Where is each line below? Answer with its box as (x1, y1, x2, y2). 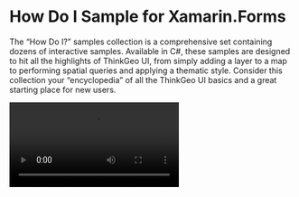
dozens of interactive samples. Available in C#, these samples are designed (9, 45, 291, 56)
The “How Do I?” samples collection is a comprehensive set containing (9, 36, 273, 47)
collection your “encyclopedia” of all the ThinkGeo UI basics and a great (9, 74, 277, 85)
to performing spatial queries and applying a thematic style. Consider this (9, 65, 283, 76)
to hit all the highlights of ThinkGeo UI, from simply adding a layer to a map (9, 55, 287, 66)
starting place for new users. (9, 84, 117, 95)
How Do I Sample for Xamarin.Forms (9, 6, 286, 27)
